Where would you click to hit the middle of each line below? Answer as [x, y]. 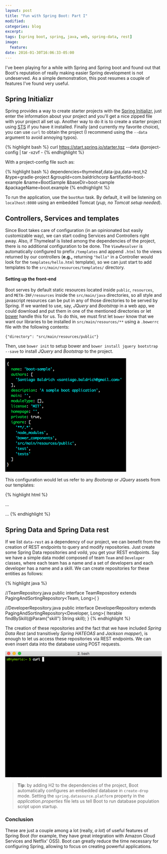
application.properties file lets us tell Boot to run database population [88, 801]
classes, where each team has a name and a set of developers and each [79, 563]
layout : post [19, 10]
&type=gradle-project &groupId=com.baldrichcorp [57, 177]
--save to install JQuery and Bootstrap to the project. [59, 351]
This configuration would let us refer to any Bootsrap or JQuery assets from [83, 480]
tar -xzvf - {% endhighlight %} [53, 153]
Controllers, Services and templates [62, 218]
